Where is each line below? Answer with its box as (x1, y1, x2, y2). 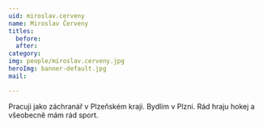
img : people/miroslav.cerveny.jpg (8, 58, 125, 66)
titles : (8, 27, 35, 35)
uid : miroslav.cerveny (8, 11, 85, 20)
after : (15, 42, 38, 50)
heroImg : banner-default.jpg (8, 65, 107, 73)
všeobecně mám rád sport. (8, 110, 99, 120)
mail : (8, 72, 27, 80)
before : (15, 34, 42, 43)
